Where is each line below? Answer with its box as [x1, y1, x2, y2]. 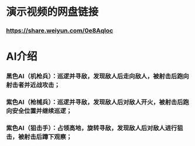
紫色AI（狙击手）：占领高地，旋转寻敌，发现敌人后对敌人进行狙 [6, 124, 183, 132]
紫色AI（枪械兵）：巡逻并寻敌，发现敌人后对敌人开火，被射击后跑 [6, 98, 189, 106]
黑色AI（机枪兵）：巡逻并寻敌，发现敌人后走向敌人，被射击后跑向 [6, 72, 189, 81]
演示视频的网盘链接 [6, 5, 99, 19]
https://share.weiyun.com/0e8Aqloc [6, 27, 114, 35]
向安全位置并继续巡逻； [6, 107, 72, 115]
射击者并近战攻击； [6, 81, 60, 89]
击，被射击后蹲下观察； [6, 133, 72, 141]
